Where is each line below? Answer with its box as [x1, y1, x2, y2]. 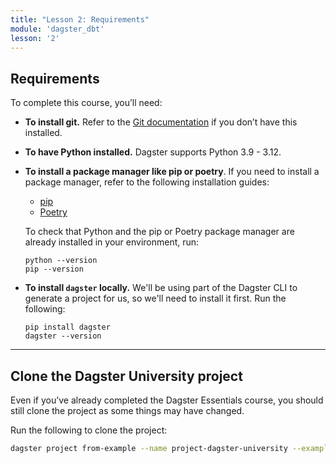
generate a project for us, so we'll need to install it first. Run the [24, 292, 287, 305]
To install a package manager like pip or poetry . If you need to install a [24, 166, 320, 178]
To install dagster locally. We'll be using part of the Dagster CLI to [24, 282, 298, 294]
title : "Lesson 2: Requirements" [10, 14, 150, 25]
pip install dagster [24, 322, 111, 333]
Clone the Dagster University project [10, 367, 243, 385]
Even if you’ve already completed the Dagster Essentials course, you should [10, 394, 324, 406]
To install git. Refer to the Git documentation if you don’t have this [24, 116, 298, 128]
